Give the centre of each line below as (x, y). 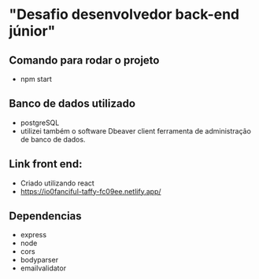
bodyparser (39, 260)
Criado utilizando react (57, 183)
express (33, 235)
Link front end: (46, 164)
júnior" (32, 31)
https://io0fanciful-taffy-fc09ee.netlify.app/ (91, 191)
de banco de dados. (53, 139)
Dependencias (45, 217)
